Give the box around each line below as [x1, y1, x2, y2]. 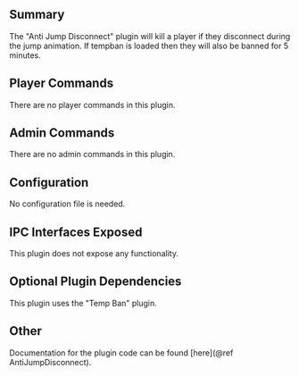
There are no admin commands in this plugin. [9, 149, 176, 160]
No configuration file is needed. [9, 198, 126, 209]
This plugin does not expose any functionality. [9, 248, 179, 259]
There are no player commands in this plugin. [9, 99, 176, 110]
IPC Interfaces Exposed [9, 224, 143, 239]
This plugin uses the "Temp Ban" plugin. [9, 297, 158, 308]
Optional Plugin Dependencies [9, 274, 182, 289]
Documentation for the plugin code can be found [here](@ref [9, 347, 234, 358]
